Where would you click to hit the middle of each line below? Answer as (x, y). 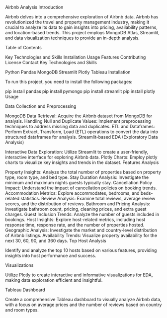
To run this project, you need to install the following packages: (69, 82)
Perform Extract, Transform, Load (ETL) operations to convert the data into (82, 132)
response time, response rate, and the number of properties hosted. (75, 225)
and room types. (22, 310)
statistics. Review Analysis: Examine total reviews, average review (88, 199)
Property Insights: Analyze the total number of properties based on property (83, 172)
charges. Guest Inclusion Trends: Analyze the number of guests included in (82, 214)
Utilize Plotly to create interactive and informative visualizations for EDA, (79, 275)
